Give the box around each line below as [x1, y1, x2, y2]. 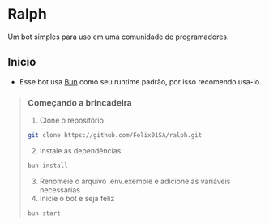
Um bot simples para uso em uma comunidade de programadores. [7, 32, 229, 41]
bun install [27, 162, 68, 170]
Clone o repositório [39, 115, 105, 126]
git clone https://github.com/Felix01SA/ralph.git [27, 131, 203, 140]
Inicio [7, 55, 36, 69]
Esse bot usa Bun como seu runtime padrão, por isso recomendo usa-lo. [19, 76, 262, 86]
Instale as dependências [39, 145, 122, 155]
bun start [27, 209, 62, 218]
